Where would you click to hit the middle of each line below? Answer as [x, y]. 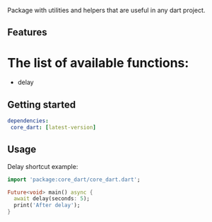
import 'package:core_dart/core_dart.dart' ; [74, 180]
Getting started [42, 104]
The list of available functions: [98, 63]
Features [27, 32]
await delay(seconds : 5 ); [52, 199]
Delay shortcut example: [43, 166]
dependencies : [28, 121]
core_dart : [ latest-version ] [53, 128]
